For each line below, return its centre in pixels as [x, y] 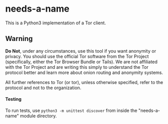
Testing [13, 99]
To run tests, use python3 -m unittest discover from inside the [71, 110]
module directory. [38, 116]
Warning [19, 39]
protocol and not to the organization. [43, 88]
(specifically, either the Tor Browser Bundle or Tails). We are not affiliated [81, 62]
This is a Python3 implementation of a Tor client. [56, 23]
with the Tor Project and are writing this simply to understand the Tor [77, 67]
